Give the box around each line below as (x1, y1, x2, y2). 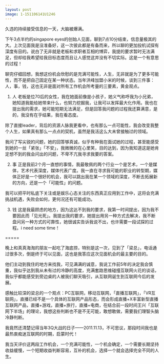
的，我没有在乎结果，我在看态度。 (12, 112, 81, 118)
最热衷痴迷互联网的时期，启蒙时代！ (5, 331, 78, 337)
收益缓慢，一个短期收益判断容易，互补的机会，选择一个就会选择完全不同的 (5, 347, 155, 353)
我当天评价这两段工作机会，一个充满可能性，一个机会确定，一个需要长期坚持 (5, 341, 159, 347)
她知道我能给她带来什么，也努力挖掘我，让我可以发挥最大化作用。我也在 (12, 100, 158, 106)
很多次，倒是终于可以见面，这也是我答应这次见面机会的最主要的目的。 (9, 251, 150, 257)
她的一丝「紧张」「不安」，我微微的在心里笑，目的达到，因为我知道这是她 (9, 145, 155, 150)
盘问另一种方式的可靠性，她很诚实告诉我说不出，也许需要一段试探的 (12, 218, 149, 225)
